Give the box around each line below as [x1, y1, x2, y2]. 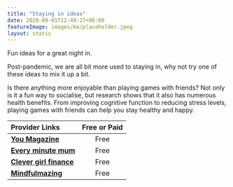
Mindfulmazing [10, 169, 63, 179]
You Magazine [10, 134, 59, 144]
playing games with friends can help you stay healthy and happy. [7, 106, 195, 114]
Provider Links [10, 123, 60, 132]
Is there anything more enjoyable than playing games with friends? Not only [7, 83, 225, 92]
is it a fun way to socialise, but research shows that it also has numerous [7, 91, 216, 99]
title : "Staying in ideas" [7, 10, 86, 18]
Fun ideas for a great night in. [7, 49, 92, 57]
